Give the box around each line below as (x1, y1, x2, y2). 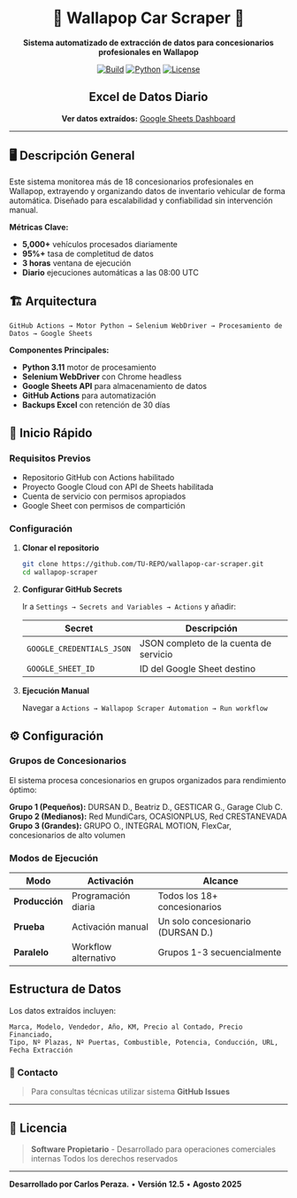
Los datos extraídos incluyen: (9, 1005, 117, 1015)
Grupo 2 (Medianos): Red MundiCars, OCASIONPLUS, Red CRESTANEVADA (9, 811, 287, 821)
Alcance (202, 875, 239, 887)
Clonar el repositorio (21, 542, 100, 553)
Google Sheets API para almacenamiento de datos (21, 381, 208, 392)
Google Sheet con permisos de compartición (21, 501, 186, 511)
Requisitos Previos (9, 452, 91, 464)
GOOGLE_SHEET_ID (26, 664, 95, 674)
